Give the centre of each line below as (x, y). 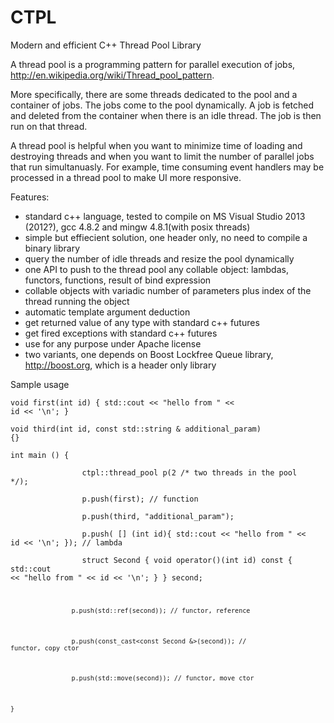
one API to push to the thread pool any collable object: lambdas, (156, 269)
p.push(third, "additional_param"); (158, 516)
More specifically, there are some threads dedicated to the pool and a (154, 94)
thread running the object (77, 301)
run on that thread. (49, 126)
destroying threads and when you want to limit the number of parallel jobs (162, 156)
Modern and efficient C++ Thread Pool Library (106, 45)
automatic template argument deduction (107, 312)
